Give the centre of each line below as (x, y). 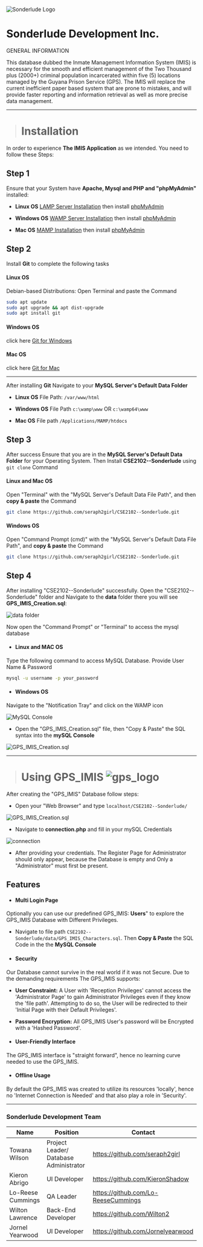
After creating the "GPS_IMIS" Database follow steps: (72, 794)
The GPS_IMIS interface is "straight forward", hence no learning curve (93, 1055)
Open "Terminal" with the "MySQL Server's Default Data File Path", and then (101, 494)
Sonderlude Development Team (54, 1117)
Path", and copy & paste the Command (55, 545)
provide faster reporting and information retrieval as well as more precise (97, 95)
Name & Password (29, 667)
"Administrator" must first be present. (62, 866)
